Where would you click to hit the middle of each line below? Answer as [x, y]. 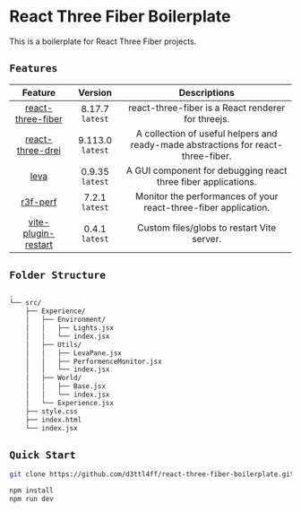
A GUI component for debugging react [206, 170]
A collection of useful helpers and [206, 134]
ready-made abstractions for [192, 144]
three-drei [39, 150]
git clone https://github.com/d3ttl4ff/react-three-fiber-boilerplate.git [152, 474]
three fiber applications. [206, 181]
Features [34, 69]
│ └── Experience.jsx [70, 403]
